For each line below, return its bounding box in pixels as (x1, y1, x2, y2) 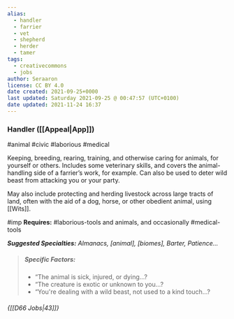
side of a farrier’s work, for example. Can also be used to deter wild (34, 169, 228, 177)
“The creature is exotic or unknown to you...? (34, 281, 164, 289)
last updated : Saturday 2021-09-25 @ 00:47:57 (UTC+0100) (7, 95, 180, 102)
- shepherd (13, 36, 45, 43)
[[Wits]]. (7, 204, 31, 213)
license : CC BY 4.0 (7, 82, 64, 89)
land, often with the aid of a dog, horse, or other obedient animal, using (7, 197, 212, 206)
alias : (7, 10, 27, 17)
